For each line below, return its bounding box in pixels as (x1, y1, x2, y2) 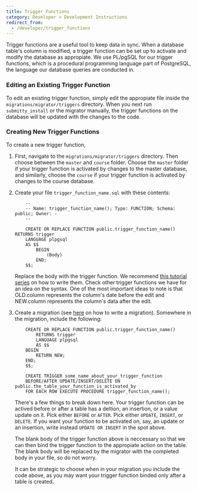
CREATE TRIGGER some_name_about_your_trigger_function (25, 373, 163, 379)
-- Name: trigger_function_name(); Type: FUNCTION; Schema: (25, 206, 176, 211)
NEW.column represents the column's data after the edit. (14, 297, 152, 304)
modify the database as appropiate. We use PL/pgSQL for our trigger (6, 54, 173, 61)
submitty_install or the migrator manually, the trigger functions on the (6, 107, 178, 114)
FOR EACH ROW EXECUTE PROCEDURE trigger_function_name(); (25, 388, 171, 395)
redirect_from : (6, 19, 44, 25)
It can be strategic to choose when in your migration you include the (14, 465, 181, 472)
